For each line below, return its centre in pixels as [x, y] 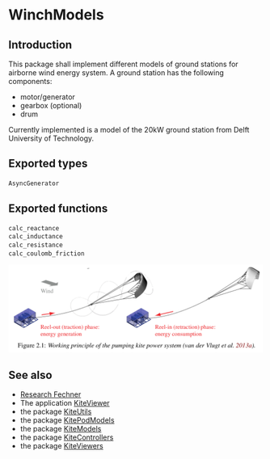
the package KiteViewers [61, 446]
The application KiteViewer [65, 403]
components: [30, 81]
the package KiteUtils [56, 412]
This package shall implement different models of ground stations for [123, 64]
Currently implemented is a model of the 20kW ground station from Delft [129, 130]
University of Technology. [51, 138]
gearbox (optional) [51, 105]
